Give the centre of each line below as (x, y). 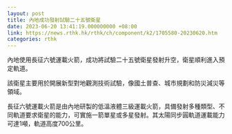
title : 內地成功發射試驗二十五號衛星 (54, 20)
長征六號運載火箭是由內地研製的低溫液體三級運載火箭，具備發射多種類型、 (113, 106)
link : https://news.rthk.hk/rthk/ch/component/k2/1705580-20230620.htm (112, 33)
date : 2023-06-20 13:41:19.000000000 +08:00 (72, 26)
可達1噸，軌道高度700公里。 (47, 124)
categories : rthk (32, 39)
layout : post (26, 13)
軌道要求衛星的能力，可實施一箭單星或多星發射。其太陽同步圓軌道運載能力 (119, 115)
